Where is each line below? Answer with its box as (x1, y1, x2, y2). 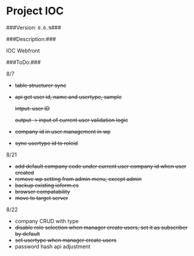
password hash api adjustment (14, 243, 91, 250)
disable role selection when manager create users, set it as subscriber (14, 224, 188, 231)
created (14, 169, 35, 176)
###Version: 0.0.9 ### (6, 24, 61, 31)
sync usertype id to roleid (14, 139, 78, 147)
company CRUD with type (14, 217, 79, 224)
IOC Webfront (6, 47, 40, 54)
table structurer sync (14, 82, 67, 89)
